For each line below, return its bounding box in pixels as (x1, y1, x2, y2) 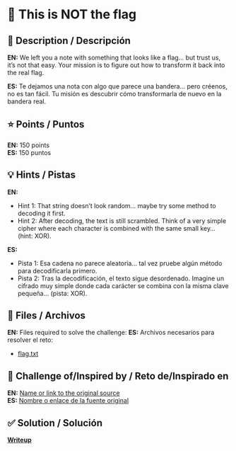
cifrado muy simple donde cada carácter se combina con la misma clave (17, 281, 229, 290)
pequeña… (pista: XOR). (17, 289, 88, 297)
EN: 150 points (7, 141, 50, 149)
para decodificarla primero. (17, 266, 98, 275)
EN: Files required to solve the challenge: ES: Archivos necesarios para (7, 329, 215, 337)
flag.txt (17, 350, 39, 358)
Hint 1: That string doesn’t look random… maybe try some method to (17, 201, 217, 210)
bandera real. (7, 97, 47, 105)
